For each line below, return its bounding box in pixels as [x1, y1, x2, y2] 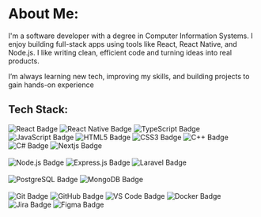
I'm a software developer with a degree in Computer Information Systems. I [8, 31, 253, 40]
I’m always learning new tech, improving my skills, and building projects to [8, 71, 250, 81]
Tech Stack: [8, 103, 69, 116]
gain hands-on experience [8, 80, 95, 89]
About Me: [8, 5, 79, 23]
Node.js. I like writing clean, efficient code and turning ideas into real [8, 48, 232, 57]
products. [8, 56, 40, 66]
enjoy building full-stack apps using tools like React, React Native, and [8, 39, 237, 48]
